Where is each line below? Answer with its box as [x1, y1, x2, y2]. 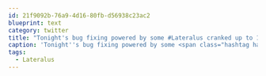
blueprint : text [8, 19, 62, 27]
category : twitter [8, 26, 69, 34]
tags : [8, 48, 26, 56]
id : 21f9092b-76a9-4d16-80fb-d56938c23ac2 [8, 11, 150, 20]
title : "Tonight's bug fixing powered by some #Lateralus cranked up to [8, 33, 253, 42]
